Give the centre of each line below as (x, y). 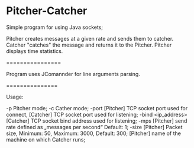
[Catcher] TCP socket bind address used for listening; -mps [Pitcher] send (97, 121)
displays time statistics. (35, 51)
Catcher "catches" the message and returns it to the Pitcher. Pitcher (89, 45)
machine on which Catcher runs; (46, 139)
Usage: (15, 97)
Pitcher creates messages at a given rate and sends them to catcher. (90, 38)
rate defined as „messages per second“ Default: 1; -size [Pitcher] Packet (94, 127)
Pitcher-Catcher (47, 11)
